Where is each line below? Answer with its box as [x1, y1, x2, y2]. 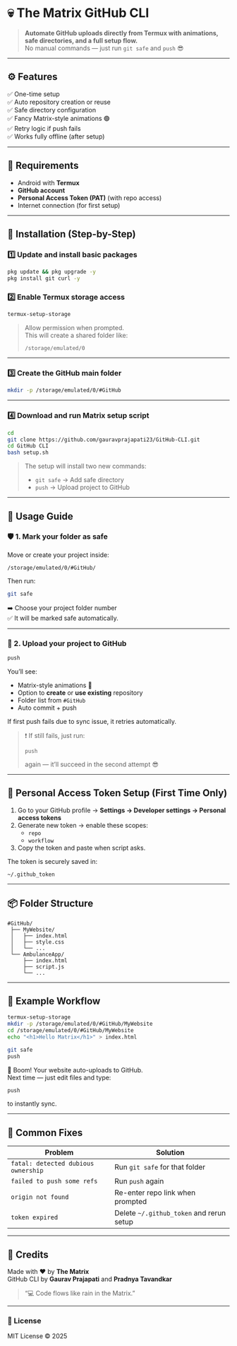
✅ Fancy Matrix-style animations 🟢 [7, 114, 111, 122]
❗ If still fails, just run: [24, 731, 85, 739]
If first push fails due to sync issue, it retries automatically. [7, 717, 176, 725]
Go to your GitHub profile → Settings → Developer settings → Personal [17, 806, 226, 814]
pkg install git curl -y [7, 275, 80, 282]
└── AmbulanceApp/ [10, 951, 65, 958]
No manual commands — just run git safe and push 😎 [24, 44, 184, 52]
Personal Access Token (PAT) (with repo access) [17, 193, 162, 202]
